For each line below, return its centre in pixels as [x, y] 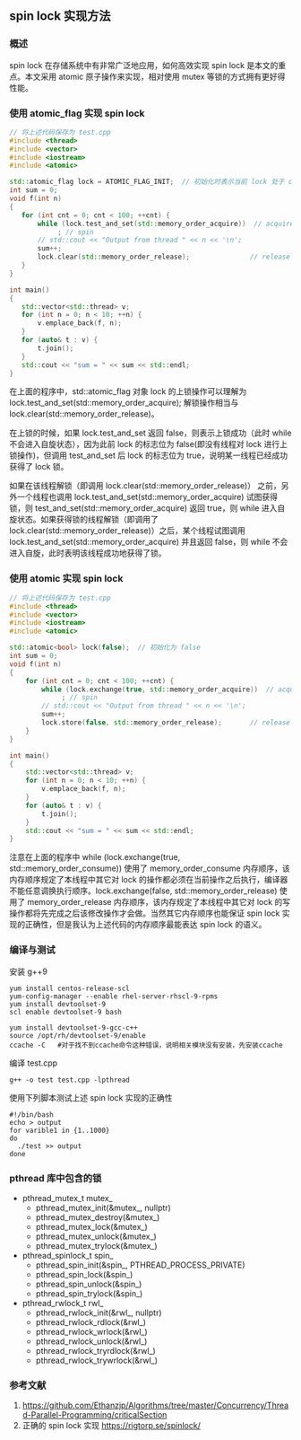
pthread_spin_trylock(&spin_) [89, 1293]
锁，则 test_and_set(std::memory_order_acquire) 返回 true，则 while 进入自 [147, 508]
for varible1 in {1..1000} [60, 1130]
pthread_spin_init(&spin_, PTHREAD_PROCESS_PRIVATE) [140, 1265]
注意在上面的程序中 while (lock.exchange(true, [95, 857]
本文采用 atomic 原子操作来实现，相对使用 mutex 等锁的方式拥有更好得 [155, 76]
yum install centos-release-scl [69, 988]
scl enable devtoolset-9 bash [66, 1012]
